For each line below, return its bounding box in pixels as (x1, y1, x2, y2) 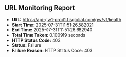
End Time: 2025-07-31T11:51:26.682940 (11, 27, 93, 33)
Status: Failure (11, 42, 42, 48)
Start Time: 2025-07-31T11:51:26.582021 (11, 22, 94, 28)
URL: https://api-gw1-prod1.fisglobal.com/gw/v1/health (11, 16, 122, 22)
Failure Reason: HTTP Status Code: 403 (11, 47, 93, 53)
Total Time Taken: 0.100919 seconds (11, 32, 86, 38)
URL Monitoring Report (4, 4, 76, 12)
